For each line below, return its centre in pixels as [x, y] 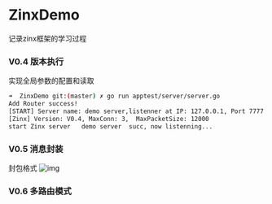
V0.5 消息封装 [36, 149]
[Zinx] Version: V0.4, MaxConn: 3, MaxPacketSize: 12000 [109, 119]
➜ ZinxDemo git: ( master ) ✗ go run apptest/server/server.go [114, 96]
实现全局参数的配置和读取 [51, 81]
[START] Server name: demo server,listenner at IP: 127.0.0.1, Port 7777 [136, 111]
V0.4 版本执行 [36, 61]
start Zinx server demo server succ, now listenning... [111, 126]
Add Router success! [44, 104]
